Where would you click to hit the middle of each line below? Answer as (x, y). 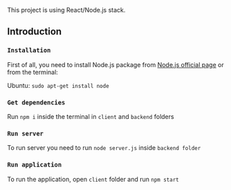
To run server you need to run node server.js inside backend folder (104, 148)
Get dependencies (36, 102)
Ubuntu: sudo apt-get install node (58, 85)
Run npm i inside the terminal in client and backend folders (91, 116)
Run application (35, 165)
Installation (29, 50)
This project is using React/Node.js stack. (66, 10)
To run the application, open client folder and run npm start (93, 179)
